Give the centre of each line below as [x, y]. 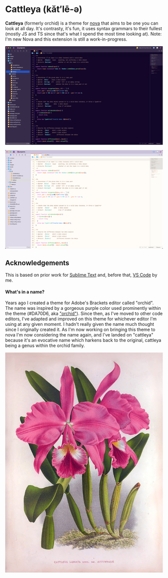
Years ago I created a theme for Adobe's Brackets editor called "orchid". [79, 303]
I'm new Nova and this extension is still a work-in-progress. [66, 39]
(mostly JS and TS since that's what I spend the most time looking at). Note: [83, 34]
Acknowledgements [37, 263]
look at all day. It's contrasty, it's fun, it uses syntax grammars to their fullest [84, 28]
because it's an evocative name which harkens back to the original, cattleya [83, 340]
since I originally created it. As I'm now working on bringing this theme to [80, 329]
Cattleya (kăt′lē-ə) [44, 9]
